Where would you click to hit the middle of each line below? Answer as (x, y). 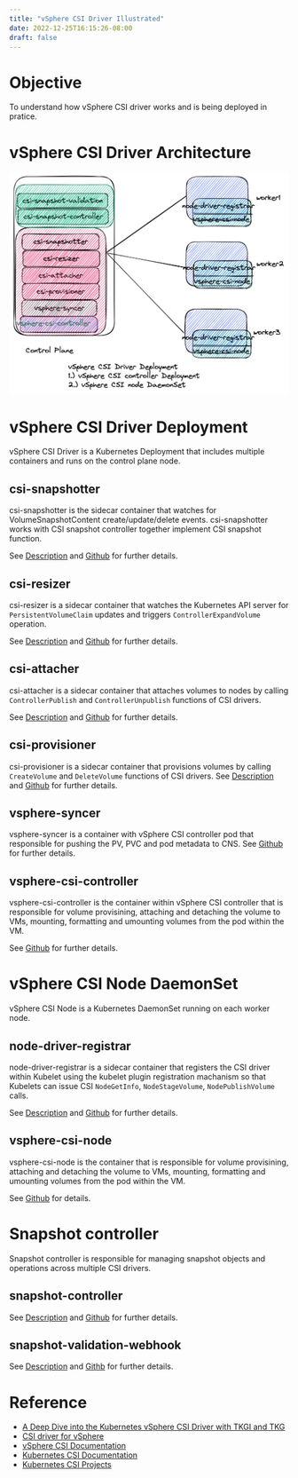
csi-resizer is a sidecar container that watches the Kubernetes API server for (149, 605)
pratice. (23, 116)
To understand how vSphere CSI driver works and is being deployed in (138, 107)
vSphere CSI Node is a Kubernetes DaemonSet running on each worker (140, 1008)
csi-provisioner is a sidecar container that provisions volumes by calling (141, 766)
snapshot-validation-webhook (95, 1345)
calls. (19, 1095)
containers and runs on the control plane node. (95, 461)
